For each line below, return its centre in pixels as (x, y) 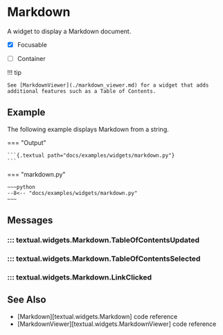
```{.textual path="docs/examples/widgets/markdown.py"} (91, 155)
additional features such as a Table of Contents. (82, 92)
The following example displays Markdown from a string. (88, 129)
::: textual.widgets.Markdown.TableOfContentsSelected (104, 259)
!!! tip (15, 73)
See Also (27, 300)
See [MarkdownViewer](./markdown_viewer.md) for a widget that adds (108, 85)
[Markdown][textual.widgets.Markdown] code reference (97, 316)
